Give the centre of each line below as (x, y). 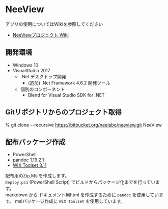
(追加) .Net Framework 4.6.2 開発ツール (69, 83)
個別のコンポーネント (43, 89)
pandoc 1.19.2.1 (28, 160)
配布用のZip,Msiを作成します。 (37, 176)
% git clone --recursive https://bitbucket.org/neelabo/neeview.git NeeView (83, 125)
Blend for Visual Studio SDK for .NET (66, 95)
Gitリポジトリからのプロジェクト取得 (64, 112)
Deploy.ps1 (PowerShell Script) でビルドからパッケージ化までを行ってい (80, 182)
